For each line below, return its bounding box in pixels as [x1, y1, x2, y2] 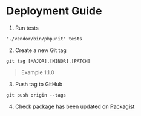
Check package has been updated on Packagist [15, 103, 135, 110]
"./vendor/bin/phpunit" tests [6, 36, 83, 42]
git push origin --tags [6, 92, 67, 98]
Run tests [15, 24, 39, 31]
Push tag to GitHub [15, 80, 63, 88]
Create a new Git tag [15, 47, 67, 54]
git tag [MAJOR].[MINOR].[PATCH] [6, 58, 91, 64]
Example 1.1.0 [21, 68, 54, 76]
